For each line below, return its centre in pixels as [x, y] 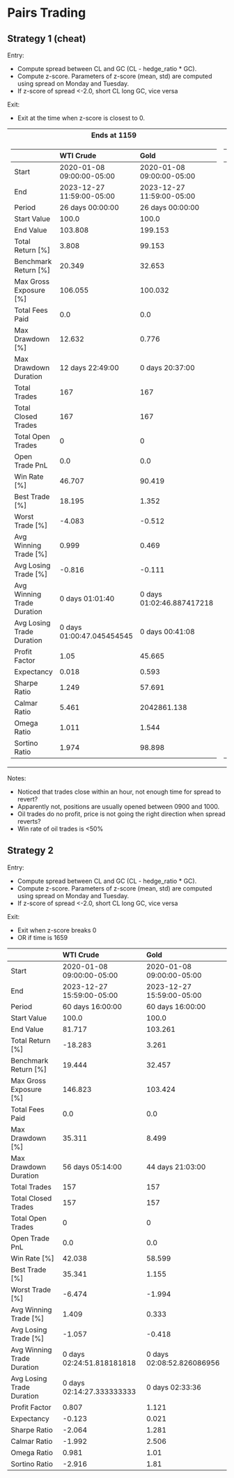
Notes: [17, 778]
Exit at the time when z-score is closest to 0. [81, 118]
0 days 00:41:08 [167, 632]
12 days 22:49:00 [89, 368]
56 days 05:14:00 [92, 1167]
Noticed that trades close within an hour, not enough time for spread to [119, 792]
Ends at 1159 [114, 135]
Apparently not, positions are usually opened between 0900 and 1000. [118, 807]
